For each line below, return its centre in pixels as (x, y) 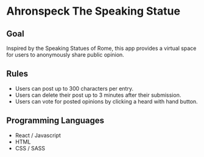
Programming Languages (55, 121)
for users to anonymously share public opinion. (65, 55)
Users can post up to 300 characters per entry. (74, 88)
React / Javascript (38, 135)
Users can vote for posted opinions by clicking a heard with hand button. (106, 101)
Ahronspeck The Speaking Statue (93, 11)
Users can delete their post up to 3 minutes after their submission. (98, 95)
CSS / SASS (30, 148)
